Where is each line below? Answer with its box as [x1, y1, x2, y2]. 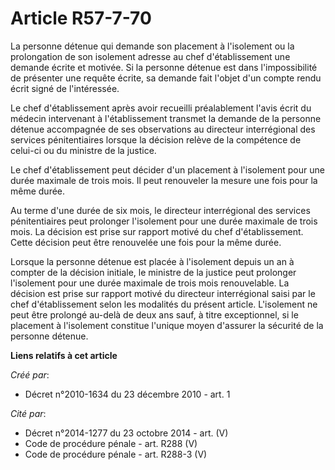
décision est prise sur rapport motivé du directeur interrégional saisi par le [10, 287, 316, 299]
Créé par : [10, 368, 50, 381]
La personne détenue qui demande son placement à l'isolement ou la [10, 40, 295, 52]
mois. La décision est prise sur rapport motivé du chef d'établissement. [10, 225, 304, 237]
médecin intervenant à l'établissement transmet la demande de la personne [10, 112, 322, 124]
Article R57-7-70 [10, 7, 152, 30]
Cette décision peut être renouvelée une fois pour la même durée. [10, 236, 282, 248]
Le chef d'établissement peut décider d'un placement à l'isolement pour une [10, 163, 325, 176]
